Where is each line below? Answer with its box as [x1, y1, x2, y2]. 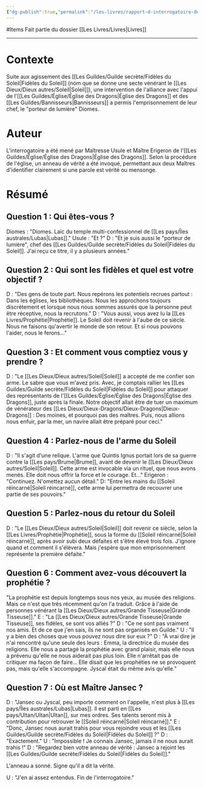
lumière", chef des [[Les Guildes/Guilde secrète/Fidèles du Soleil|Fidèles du [6, 241, 195, 248]
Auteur [6, 126, 42, 140]
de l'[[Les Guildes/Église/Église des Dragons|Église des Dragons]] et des [6, 92, 188, 99]
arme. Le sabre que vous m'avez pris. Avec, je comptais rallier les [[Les [6, 379, 185, 387]
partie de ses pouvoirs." [6, 490, 66, 498]
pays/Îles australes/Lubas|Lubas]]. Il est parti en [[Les [6, 705, 141, 713]
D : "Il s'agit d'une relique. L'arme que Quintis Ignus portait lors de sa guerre [6, 451, 197, 459]
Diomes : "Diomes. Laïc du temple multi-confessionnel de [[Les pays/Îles [6, 228, 189, 235]
